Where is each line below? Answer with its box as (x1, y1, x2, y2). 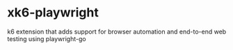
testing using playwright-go (7, 34, 86, 42)
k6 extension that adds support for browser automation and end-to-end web (7, 27, 227, 36)
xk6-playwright (7, 5, 99, 21)
